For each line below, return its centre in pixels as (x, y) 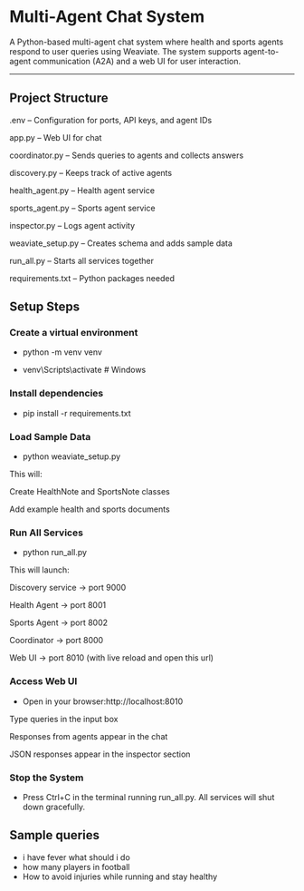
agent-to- (261, 51)
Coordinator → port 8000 (57, 641)
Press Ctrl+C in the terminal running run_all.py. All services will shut (148, 797)
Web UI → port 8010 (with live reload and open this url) (112, 658)
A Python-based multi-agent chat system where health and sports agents (147, 42)
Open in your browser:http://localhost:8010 (103, 701)
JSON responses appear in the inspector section (100, 754)
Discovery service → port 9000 (68, 588)
